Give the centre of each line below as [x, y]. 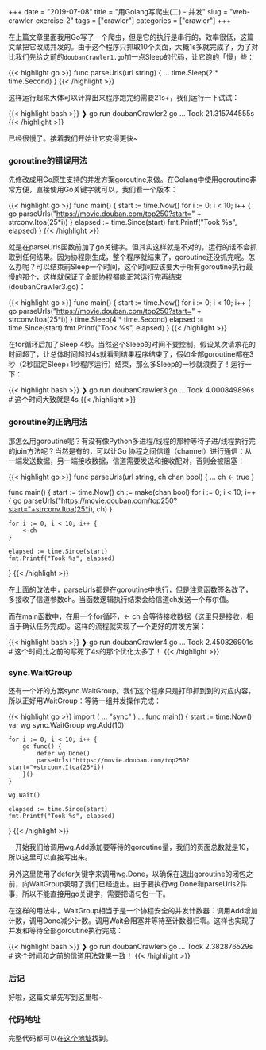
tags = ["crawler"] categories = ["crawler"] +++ [153, 21]
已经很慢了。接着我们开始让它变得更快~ [73, 138]
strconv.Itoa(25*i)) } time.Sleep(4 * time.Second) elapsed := [106, 319]
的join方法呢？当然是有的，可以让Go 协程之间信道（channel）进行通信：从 [130, 450]
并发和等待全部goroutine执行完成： [66, 930]
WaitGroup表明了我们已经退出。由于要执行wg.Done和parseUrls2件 [138, 883]
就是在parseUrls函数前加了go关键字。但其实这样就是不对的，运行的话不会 [129, 247]
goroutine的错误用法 [48, 160]
